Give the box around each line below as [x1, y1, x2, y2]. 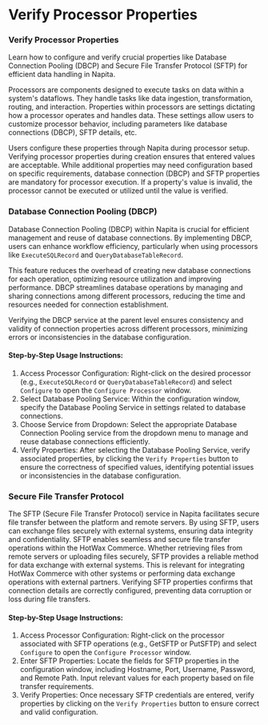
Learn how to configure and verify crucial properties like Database [8, 52, 227, 62]
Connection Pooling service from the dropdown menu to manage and [19, 428, 249, 438]
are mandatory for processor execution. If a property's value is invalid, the [8, 177, 253, 187]
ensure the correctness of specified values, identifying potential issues [19, 462, 254, 471]
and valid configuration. [19, 707, 98, 717]
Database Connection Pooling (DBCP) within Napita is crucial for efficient [8, 224, 250, 234]
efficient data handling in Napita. [8, 70, 116, 79]
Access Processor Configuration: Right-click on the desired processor [19, 368, 252, 378]
